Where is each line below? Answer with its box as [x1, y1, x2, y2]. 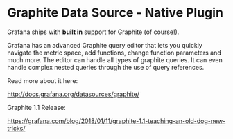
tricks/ [7, 124, 26, 132]
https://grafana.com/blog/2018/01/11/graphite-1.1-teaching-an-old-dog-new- [7, 116, 226, 125]
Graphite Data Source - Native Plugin [7, 5, 224, 21]
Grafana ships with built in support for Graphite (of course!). [7, 28, 180, 36]
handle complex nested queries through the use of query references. [7, 63, 205, 71]
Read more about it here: [7, 76, 78, 84]
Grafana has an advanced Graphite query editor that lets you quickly [7, 41, 202, 49]
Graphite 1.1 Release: [7, 103, 66, 111]
